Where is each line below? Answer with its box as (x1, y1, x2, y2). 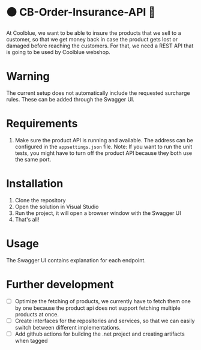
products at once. (14, 310, 59, 318)
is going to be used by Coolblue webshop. (6, 48, 111, 55)
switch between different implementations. (14, 324, 121, 331)
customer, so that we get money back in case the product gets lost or (6, 35, 178, 43)
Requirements (6, 117, 78, 130)
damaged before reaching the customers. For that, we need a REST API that (6, 42, 194, 49)
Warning (6, 70, 50, 83)
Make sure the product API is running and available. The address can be (14, 136, 194, 143)
